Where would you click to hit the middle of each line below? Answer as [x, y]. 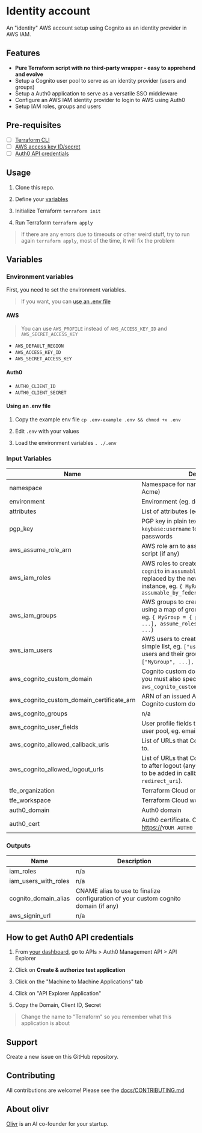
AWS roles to [160, 564]
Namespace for [163, 484]
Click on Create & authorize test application [70, 970]
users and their [163, 654]
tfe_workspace [30, 800]
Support [22, 1042]
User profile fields [167, 724]
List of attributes [165, 511]
